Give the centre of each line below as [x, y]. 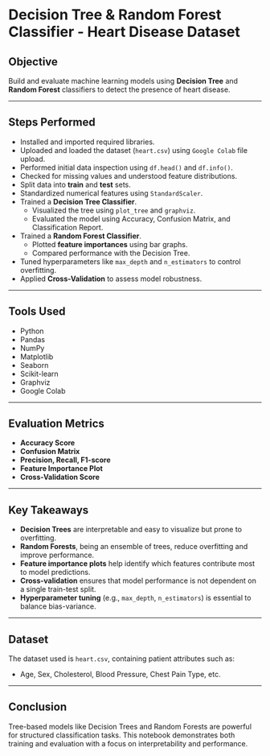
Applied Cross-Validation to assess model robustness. [111, 279]
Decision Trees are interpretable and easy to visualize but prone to [131, 530]
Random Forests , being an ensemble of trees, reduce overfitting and [134, 547]
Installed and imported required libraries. [87, 142]
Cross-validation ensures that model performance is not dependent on [138, 580]
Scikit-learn [39, 374]
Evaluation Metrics [56, 424]
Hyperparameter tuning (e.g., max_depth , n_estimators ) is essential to [135, 598]
